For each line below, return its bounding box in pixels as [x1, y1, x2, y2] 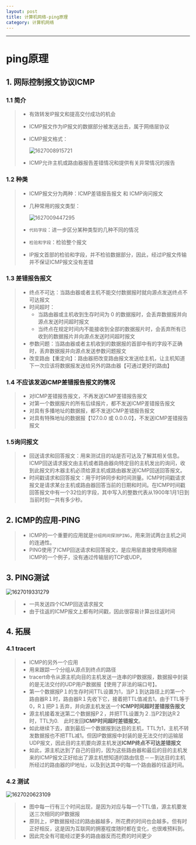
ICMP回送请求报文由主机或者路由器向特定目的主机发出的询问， [29, 459, 181, 466]
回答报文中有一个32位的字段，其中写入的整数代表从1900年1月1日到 [29, 489, 190, 496]
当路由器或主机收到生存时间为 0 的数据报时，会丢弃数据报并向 [37, 311, 188, 318]
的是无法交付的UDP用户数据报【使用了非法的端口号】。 [29, 680, 160, 687]
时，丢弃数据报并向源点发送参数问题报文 [29, 347, 127, 355]
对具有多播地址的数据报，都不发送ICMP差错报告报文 [29, 407, 155, 414]
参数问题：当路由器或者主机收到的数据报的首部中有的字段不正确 [29, 340, 183, 347]
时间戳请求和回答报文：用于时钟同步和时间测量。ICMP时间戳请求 [29, 474, 185, 481]
